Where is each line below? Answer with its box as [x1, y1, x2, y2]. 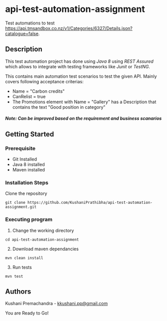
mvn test [5, 274, 23, 279]
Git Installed [12, 156, 37, 162]
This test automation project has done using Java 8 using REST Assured [5, 58, 154, 64]
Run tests [12, 264, 32, 270]
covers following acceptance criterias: [5, 78, 84, 84]
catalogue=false [5, 30, 39, 36]
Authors [5, 288, 31, 296]
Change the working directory [12, 227, 74, 233]
